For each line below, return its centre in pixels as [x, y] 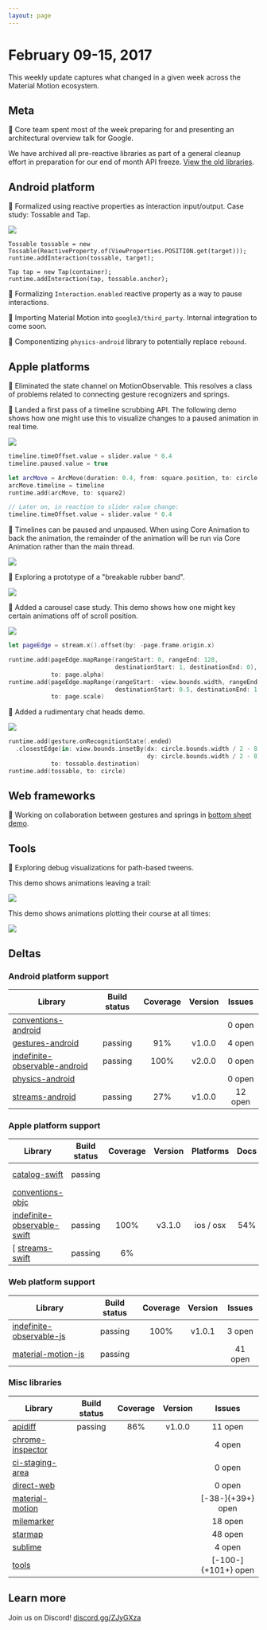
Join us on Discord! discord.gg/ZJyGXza [75, 1617]
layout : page [30, 16]
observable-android [50, 1065]
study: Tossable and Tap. [49, 215]
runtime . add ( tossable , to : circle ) [67, 771]
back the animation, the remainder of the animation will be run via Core [124, 538]
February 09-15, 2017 [80, 55]
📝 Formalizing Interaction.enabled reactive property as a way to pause [125, 294]
